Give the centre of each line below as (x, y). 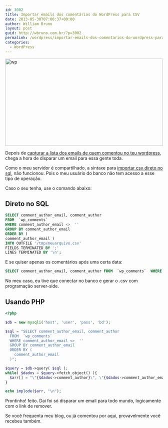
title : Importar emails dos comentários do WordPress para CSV (72, 14)
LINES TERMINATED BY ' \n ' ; (33, 252)
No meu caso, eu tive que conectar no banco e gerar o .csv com (71, 281)
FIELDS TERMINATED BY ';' (32, 248)
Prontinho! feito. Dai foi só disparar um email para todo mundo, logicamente (83, 401)
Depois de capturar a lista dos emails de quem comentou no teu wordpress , (83, 152)
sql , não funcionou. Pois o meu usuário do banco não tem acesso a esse (80, 173)
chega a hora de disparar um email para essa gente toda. (64, 158)
